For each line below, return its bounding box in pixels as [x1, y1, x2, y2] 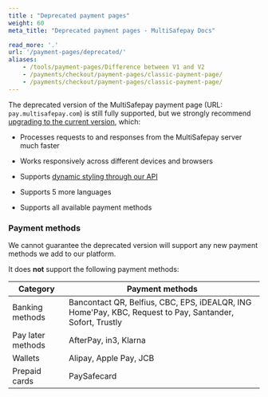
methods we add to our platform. [8, 249, 116, 258]
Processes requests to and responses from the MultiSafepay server [19, 132, 242, 142]
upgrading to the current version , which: [8, 116, 141, 126]
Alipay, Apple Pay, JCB [69, 352, 155, 364]
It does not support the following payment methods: [8, 264, 179, 273]
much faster [19, 140, 60, 150]
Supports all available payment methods [19, 202, 152, 212]
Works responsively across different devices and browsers [19, 156, 214, 166]
